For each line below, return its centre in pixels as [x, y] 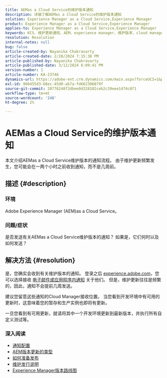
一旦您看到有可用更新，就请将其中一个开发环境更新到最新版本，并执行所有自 [83, 313]
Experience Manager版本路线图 [44, 371]
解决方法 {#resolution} [40, 261]
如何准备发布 [25, 358]
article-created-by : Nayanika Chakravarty [50, 51]
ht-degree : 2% [20, 103]
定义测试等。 [18, 319]
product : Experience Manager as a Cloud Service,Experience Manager [78, 24]
